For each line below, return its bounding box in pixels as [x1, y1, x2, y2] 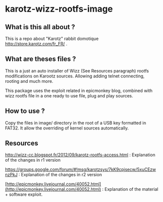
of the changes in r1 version [5, 157, 61, 163]
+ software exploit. [5, 191, 43, 198]
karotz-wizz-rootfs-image [5, 3, 113, 15]
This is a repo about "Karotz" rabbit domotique [5, 36, 99, 41]
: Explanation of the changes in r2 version [18, 172, 102, 178]
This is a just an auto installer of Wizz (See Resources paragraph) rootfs [5, 68, 149, 73]
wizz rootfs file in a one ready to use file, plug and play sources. [5, 92, 133, 98]
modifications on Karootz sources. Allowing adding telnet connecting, [5, 73, 145, 79]
